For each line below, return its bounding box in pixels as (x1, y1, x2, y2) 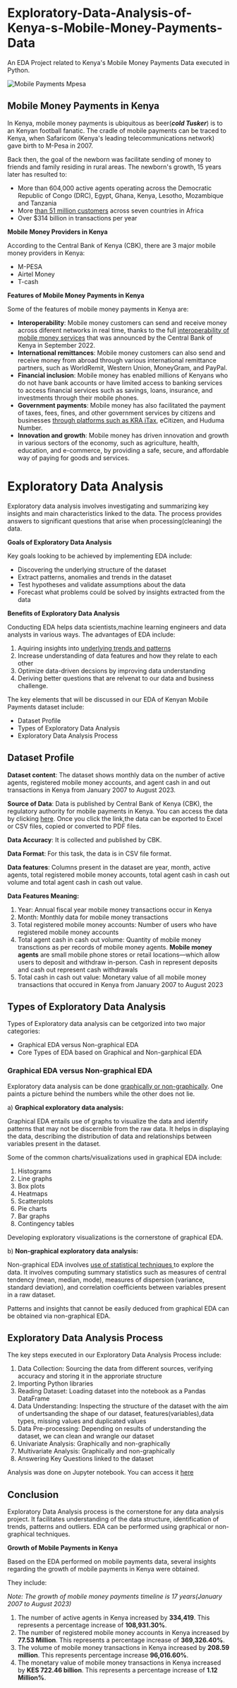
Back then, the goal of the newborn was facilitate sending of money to (7, 155, 212, 163)
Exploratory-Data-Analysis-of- (7, 5, 193, 21)
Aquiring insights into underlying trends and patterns (17, 644, 171, 652)
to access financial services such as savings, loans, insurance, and (17, 386, 213, 394)
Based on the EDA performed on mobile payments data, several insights (7, 1557, 217, 1566)
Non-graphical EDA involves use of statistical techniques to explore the (7, 1260, 214, 1269)
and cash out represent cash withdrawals (17, 965, 138, 974)
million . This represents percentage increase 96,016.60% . (17, 1651, 189, 1660)
